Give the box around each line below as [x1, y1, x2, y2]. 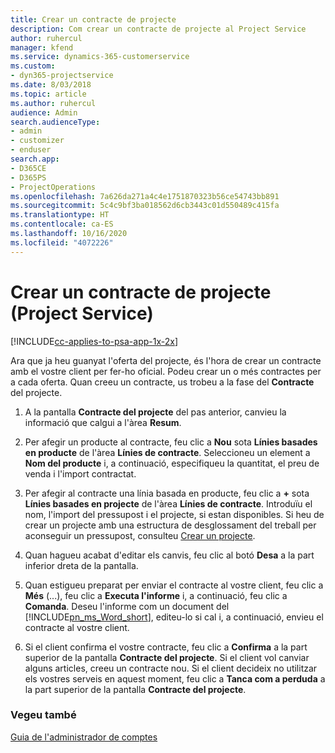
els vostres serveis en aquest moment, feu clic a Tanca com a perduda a [24, 672, 326, 685]
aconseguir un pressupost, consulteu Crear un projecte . [24, 529, 256, 541]
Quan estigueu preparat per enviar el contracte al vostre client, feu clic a [24, 579, 324, 591]
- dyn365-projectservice [10, 71, 114, 81]
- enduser [10, 145, 52, 155]
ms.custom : [10, 61, 56, 71]
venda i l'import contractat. [24, 467, 137, 480]
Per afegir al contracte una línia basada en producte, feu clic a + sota [24, 487, 310, 499]
